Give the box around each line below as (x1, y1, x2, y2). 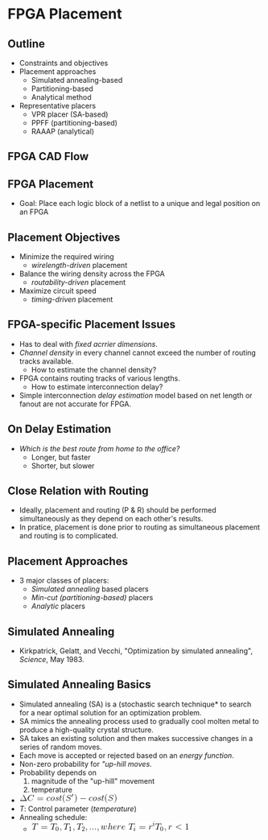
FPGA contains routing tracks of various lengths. (19, 373, 180, 383)
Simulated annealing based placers (31, 584, 150, 594)
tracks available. (19, 356, 74, 366)
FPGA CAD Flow (7, 150, 89, 163)
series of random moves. (19, 742, 102, 751)
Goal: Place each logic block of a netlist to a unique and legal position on (19, 199, 261, 208)
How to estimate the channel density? (31, 364, 157, 374)
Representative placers (19, 101, 97, 110)
